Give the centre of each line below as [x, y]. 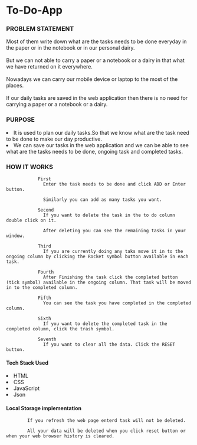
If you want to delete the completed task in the [105, 324]
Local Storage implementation [44, 408]
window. [16, 236]
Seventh [47, 340]
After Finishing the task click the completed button [111, 277]
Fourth [46, 272]
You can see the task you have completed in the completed [117, 303]
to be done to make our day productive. [54, 139]
